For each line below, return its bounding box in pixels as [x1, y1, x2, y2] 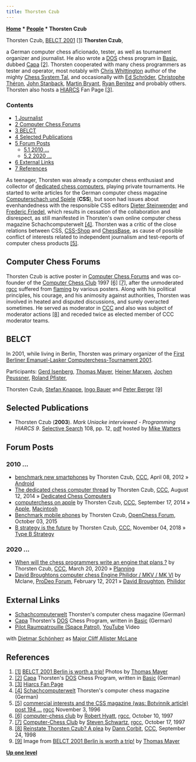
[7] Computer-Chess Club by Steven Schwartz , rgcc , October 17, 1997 [14, 718, 185, 726]
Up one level [6, 749, 37, 756]
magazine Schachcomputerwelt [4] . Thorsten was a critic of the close [6, 221, 176, 228]
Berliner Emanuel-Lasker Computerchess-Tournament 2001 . [6, 356, 153, 363]
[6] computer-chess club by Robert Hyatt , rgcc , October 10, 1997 [14, 712, 173, 719]
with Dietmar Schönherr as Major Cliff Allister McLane [6, 635, 137, 642]
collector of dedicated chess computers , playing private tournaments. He [6, 183, 185, 190]
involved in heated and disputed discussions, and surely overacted [6, 298, 169, 305]
